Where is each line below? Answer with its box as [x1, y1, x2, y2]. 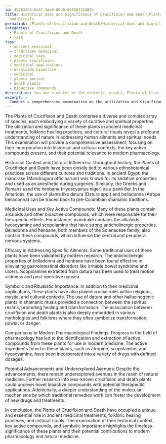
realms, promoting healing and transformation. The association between [5, 305, 152, 311]
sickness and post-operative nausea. [5, 274, 81, 280]
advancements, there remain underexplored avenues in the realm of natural [5, 371, 159, 377]
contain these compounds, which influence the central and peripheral [5, 233, 147, 239]
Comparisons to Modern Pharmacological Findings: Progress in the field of [5, 330, 157, 336]
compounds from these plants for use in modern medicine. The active [5, 340, 147, 346]
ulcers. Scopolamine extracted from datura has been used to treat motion [5, 268, 155, 274]
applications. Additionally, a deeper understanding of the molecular [5, 387, 142, 393]
